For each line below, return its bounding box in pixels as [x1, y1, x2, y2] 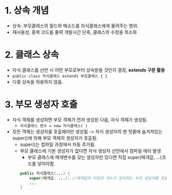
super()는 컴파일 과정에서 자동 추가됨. [20, 141, 96, 147]
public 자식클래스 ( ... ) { [20, 170, 70, 176]
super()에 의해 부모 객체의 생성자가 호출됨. [12, 134, 98, 141]
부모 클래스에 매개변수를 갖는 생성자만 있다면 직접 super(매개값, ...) [27, 154, 162, 160]
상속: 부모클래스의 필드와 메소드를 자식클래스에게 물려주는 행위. [12, 23, 139, 29]
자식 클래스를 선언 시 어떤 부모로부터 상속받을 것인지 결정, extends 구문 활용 [12, 67, 165, 73]
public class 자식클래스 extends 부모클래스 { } [12, 73, 108, 79]
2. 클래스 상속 [5, 49, 60, 61]
